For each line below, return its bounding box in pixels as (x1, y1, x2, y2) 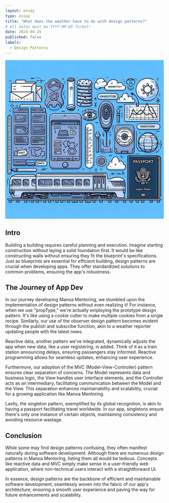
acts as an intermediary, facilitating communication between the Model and (5, 380, 161, 386)
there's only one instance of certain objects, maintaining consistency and (5, 411, 157, 417)
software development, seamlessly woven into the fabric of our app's (5, 481, 149, 487)
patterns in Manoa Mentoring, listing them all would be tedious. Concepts (5, 456, 157, 462)
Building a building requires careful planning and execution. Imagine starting (5, 242, 163, 248)
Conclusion (5, 431, 42, 440)
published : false (5, 35, 42, 40)
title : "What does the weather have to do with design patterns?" (5, 19, 147, 24)
